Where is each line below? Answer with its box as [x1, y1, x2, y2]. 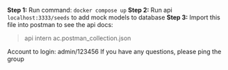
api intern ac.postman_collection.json [24, 34, 131, 42]
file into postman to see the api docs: [7, 21, 113, 28]
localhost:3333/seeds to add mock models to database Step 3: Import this [7, 13, 220, 21]
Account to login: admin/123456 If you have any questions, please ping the [7, 48, 222, 55]
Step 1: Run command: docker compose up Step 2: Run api [7, 6, 172, 14]
